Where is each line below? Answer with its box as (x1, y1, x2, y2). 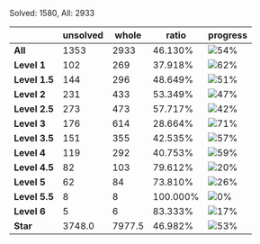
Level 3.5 (13, 132, 54, 144)
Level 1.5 (13, 74, 54, 86)
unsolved (62, 29, 103, 41)
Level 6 (13, 205, 47, 217)
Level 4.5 (13, 161, 54, 174)
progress (208, 29, 248, 41)
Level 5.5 (13, 191, 54, 203)
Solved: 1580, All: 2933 (9, 8, 95, 18)
